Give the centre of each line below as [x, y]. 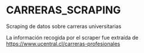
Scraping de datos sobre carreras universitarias [64, 26]
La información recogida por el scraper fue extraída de [72, 37]
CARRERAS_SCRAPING [63, 10]
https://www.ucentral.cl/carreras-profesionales [63, 44]
